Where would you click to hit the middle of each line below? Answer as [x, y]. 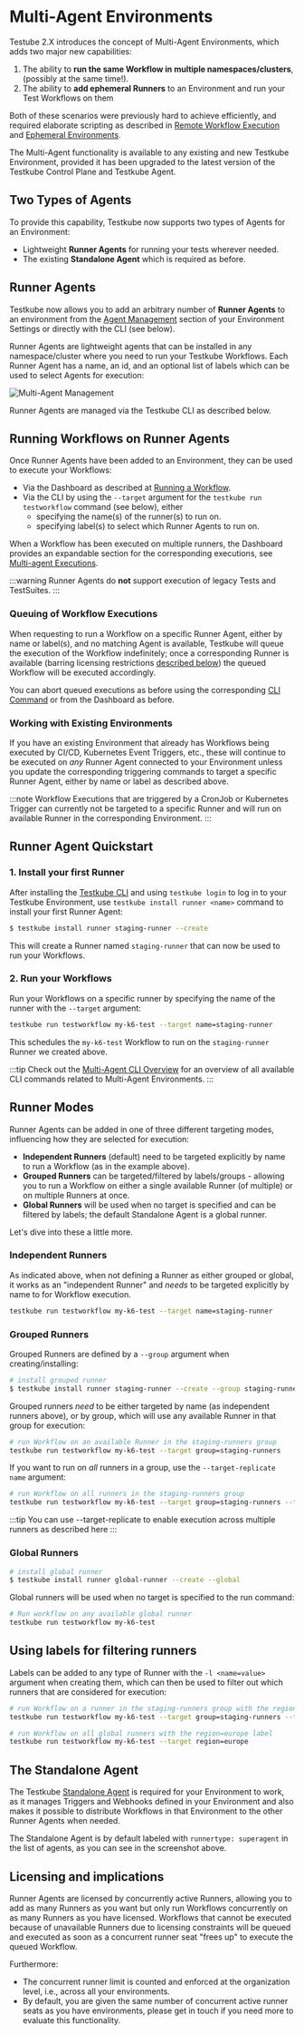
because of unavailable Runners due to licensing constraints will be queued [150, 1927]
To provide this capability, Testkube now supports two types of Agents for [147, 222]
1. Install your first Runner [67, 873]
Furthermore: [34, 1964]
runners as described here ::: [63, 1530]
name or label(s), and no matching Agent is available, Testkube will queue [147, 643]
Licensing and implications [87, 1877]
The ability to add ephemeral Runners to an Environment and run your [154, 88]
